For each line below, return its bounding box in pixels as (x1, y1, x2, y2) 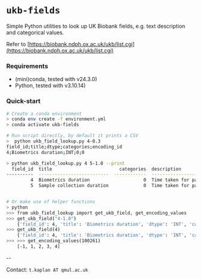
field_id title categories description (11, 166, 182, 172)
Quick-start (6, 97, 41, 105)
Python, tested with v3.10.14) (14, 82, 86, 89)
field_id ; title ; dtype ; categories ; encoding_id (6, 144, 122, 150)
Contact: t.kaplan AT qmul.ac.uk (6, 266, 88, 273)
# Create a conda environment (6, 111, 82, 117)
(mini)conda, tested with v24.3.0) (14, 76, 97, 83)
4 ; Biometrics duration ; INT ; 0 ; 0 (6, 149, 85, 155)
